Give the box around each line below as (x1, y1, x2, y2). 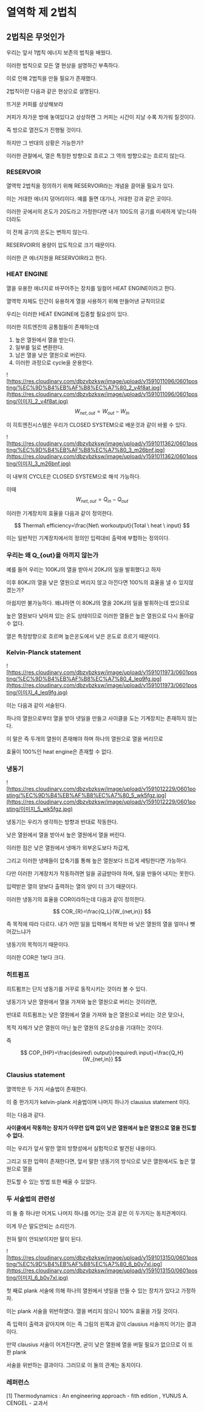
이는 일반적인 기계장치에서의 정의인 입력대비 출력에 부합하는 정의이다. (6, 534, 170, 542)
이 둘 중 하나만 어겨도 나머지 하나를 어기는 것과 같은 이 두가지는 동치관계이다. (6, 1209, 188, 1216)
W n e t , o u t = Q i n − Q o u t (75, 496, 129, 505)
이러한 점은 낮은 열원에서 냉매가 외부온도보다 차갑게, (6, 844, 129, 851)
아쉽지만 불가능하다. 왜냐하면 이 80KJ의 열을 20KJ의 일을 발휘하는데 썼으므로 (6, 599, 190, 607)
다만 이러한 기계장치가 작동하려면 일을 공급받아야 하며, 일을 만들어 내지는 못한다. (6, 870, 196, 878)
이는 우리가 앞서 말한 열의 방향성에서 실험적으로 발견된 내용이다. (6, 1144, 157, 1151)
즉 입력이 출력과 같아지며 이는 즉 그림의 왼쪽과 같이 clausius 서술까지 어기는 (6, 1320, 185, 1328)
